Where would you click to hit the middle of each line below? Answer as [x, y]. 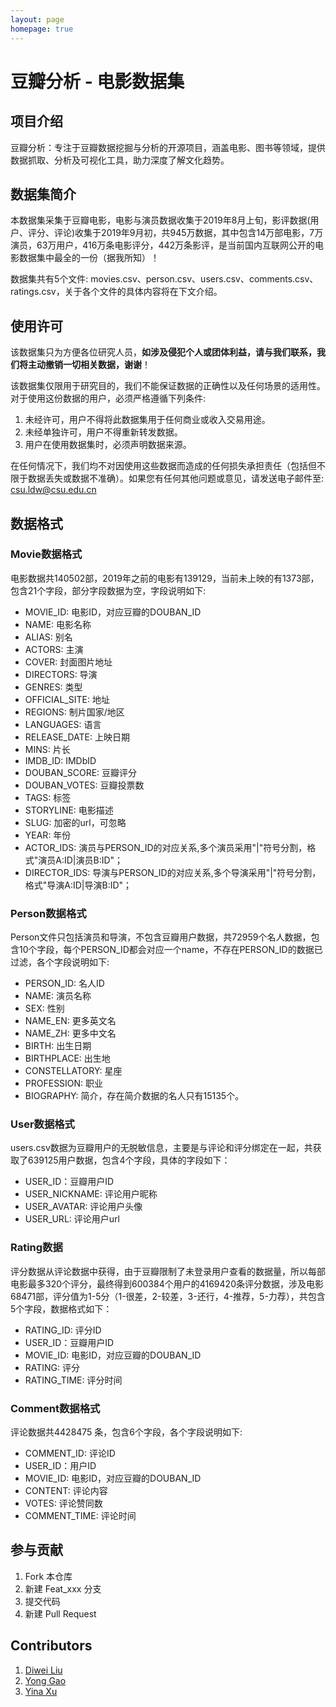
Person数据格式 [48, 913]
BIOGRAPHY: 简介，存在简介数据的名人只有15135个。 [134, 1096]
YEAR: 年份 [48, 835]
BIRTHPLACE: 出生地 [67, 1058]
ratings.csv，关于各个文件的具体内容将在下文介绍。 [116, 292]
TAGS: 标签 [48, 797]
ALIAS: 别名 [48, 637]
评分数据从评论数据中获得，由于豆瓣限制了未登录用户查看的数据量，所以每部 [168, 1271]
